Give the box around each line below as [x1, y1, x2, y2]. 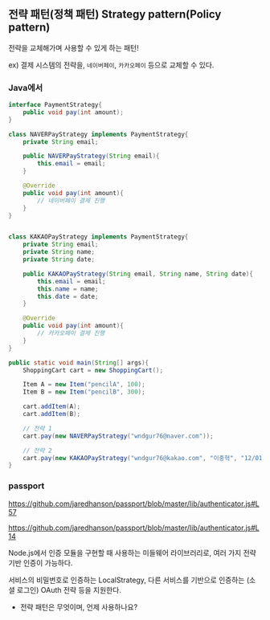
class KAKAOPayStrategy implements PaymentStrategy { [8, 233, 189, 241]
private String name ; [22, 248, 95, 256]
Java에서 [8, 82, 43, 93]
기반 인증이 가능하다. [8, 557, 73, 568]
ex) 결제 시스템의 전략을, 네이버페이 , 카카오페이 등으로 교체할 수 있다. [8, 59, 215, 70]
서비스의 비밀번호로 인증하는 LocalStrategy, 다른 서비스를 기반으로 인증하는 [8, 575, 245, 585]
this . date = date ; [37, 292, 99, 300]
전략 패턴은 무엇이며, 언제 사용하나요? [19, 602, 138, 612]
